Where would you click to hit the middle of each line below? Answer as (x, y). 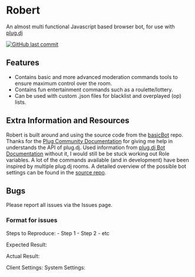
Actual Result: (23, 256)
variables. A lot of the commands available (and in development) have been (98, 160)
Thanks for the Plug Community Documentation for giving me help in (90, 141)
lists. (20, 102)
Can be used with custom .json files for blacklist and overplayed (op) (98, 95)
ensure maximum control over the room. (63, 83)
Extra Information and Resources (68, 121)
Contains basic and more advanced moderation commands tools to (96, 77)
